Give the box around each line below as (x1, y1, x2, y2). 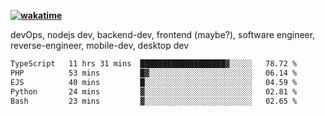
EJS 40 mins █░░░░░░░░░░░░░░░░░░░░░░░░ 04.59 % (10, 77, 298, 87)
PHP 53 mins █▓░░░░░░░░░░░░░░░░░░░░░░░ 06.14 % (10, 68, 298, 78)
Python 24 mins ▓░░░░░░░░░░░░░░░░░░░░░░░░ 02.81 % (10, 86, 298, 97)
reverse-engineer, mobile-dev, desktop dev (10, 40, 190, 51)
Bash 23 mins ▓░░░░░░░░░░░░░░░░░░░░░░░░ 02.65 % (10, 96, 298, 106)
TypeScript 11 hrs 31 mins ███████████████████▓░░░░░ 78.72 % (10, 59, 298, 69)
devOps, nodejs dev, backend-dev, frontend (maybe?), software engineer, (10, 29, 316, 40)
